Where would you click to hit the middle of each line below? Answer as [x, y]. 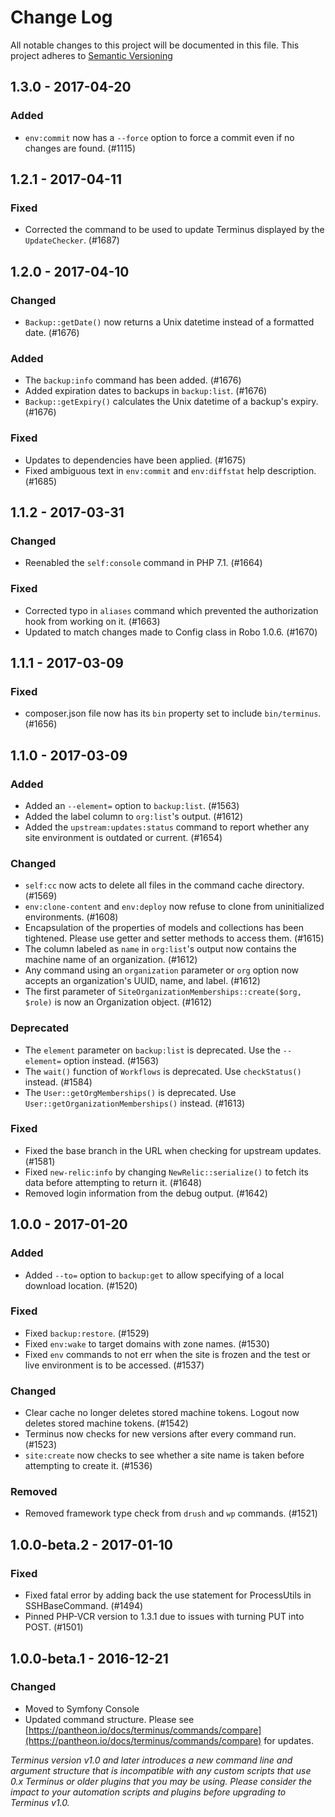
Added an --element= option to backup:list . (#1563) [132, 805]
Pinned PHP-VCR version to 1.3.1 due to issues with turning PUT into [164, 1617]
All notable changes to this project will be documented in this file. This [155, 45]
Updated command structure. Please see [109, 1719]
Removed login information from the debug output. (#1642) [146, 1193]
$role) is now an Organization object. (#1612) [118, 1002]
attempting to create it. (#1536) [88, 1466]
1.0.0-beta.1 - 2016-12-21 [89, 1658]
